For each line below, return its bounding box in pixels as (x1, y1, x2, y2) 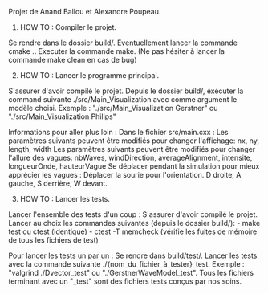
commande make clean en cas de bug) (8, 55, 137, 64)
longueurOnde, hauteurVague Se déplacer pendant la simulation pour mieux (8, 161, 260, 171)
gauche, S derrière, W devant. (8, 178, 108, 188)
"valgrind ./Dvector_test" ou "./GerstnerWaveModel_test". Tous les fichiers (8, 268, 254, 277)
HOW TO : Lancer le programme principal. (19, 71, 160, 80)
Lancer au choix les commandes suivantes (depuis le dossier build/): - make (8, 218, 261, 227)
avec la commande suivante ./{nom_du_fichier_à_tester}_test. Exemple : (8, 259, 245, 268)
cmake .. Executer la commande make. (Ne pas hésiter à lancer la (8, 47, 225, 55)
